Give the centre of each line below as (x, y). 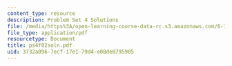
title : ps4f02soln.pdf (40, 45)
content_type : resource (41, 13)
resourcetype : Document (41, 39)
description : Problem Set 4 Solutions (63, 20)
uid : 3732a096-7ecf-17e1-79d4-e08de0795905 (71, 52)
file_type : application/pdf (48, 33)
